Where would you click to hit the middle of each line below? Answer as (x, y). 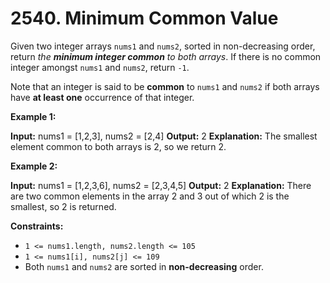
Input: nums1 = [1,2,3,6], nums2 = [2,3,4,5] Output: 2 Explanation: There (161, 185)
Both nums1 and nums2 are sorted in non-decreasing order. (144, 266)
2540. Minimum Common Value (144, 18)
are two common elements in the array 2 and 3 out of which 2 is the (150, 196)
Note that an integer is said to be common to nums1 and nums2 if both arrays (165, 86)
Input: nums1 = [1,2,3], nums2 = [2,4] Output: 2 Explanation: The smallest (164, 136)
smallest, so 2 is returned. (63, 206)
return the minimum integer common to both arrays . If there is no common (166, 56)
